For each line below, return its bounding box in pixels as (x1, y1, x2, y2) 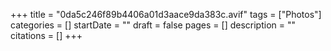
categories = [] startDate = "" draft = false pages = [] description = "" (10, 19, 297, 31)
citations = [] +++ (10, 30, 83, 41)
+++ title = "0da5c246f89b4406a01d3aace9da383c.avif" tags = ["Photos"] (10, 9, 322, 20)
